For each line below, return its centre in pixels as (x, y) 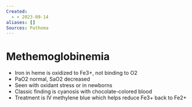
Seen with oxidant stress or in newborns (64, 85)
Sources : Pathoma (27, 28)
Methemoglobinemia (58, 57)
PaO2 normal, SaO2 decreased (52, 79)
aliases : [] (21, 22)
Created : (17, 11)
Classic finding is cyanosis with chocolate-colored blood (83, 92)
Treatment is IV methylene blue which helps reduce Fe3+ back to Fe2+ (100, 98)
